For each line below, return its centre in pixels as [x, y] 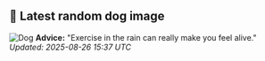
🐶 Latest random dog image [87, 16]
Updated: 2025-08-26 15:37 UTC [70, 47]
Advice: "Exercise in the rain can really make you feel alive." [146, 37]
